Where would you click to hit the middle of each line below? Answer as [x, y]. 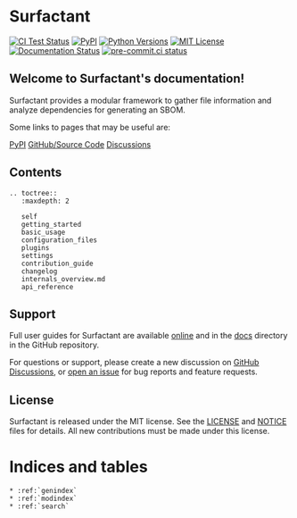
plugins [35, 247]
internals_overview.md [63, 279]
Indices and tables [79, 467]
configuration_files [59, 240]
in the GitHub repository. [54, 345]
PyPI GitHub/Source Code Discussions [80, 144]
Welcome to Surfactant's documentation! [127, 79]
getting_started [51, 224]
